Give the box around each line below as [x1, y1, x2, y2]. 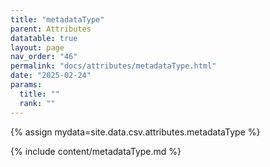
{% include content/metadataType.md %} [10, 145, 182, 157]
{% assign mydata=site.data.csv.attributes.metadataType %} [10, 126, 261, 138]
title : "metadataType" [10, 14, 105, 25]
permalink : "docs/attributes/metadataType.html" [10, 61, 217, 71]
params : [10, 80, 43, 90]
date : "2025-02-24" [10, 71, 92, 81]
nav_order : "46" [10, 52, 78, 62]
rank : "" [19, 98, 56, 108]
